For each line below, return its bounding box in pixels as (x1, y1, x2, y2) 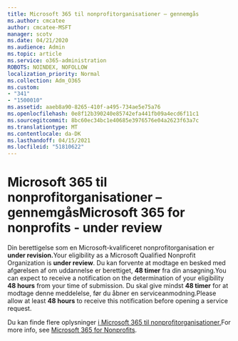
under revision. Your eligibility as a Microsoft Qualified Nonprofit (7, 251, 196, 260)
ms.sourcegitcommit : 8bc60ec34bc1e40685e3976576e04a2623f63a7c (7, 117, 200, 124)
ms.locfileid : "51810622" (7, 144, 84, 151)
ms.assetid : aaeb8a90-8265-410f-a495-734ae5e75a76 (7, 104, 161, 111)
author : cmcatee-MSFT (7, 24, 72, 31)
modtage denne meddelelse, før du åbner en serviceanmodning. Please (7, 289, 217, 297)
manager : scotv (7, 30, 53, 38)
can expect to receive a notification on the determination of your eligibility (7, 274, 224, 282)
